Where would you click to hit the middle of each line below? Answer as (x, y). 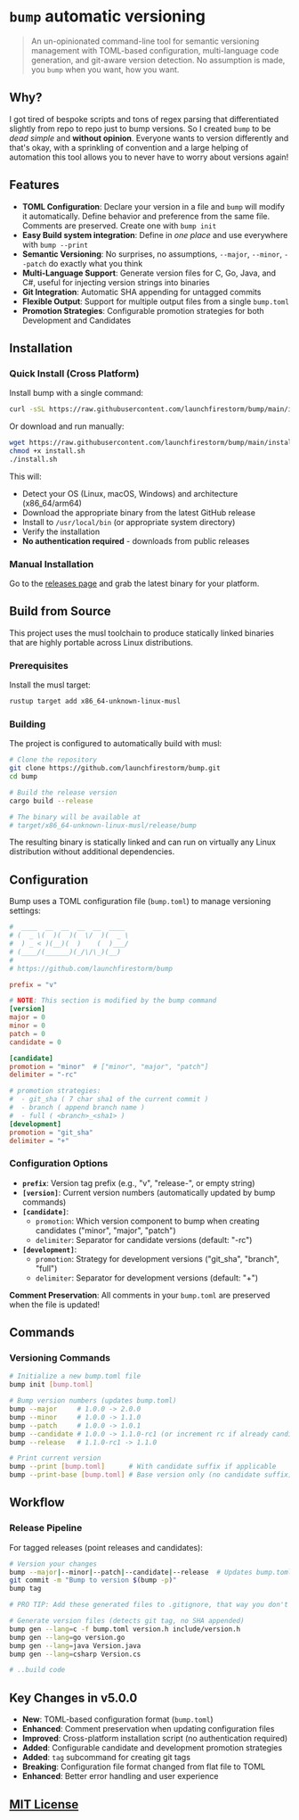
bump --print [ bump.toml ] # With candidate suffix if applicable (143, 1467)
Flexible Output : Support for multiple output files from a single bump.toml (155, 301)
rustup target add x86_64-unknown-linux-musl (95, 702)
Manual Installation (52, 564)
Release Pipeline (46, 1528)
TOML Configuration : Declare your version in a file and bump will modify (153, 206)
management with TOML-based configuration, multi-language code (155, 50)
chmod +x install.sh (48, 451)
